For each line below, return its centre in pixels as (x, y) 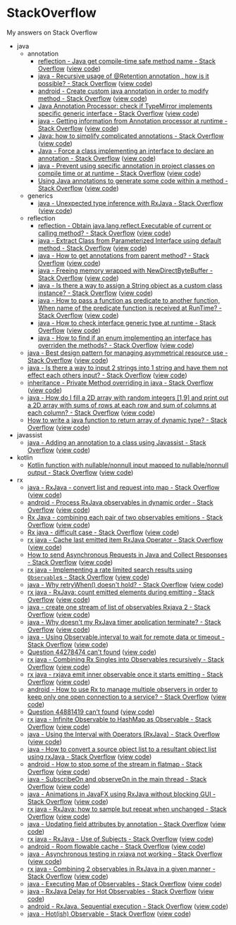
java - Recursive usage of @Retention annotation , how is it (123, 76)
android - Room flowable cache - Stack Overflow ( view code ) (116, 846)
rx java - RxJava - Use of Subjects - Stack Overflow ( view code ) (120, 838)
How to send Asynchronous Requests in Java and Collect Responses (128, 555)
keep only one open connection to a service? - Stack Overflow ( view (127, 697)
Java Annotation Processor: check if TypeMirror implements (125, 106)
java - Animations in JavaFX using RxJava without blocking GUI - (122, 794)
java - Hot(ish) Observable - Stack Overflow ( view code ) (109, 914)
